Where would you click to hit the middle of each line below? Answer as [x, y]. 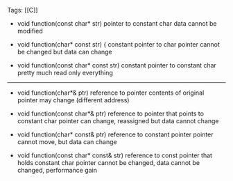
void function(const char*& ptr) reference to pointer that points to [111, 113]
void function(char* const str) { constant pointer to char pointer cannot [118, 44]
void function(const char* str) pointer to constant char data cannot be [117, 23]
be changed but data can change [64, 52]
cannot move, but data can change [67, 142]
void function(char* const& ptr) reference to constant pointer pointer [115, 134]
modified [30, 31]
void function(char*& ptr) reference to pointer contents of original [111, 93]
